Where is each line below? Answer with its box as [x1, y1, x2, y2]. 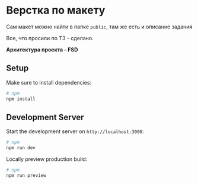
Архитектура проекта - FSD [6, 46, 78, 53]
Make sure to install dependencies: [6, 79, 92, 86]
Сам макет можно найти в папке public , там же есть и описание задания [6, 23, 193, 30]
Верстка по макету [6, 4, 106, 17]
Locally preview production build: [6, 156, 88, 163]
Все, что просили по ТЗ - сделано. [6, 34, 94, 41]
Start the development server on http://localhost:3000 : [6, 128, 144, 135]
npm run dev [6, 145, 36, 151]
